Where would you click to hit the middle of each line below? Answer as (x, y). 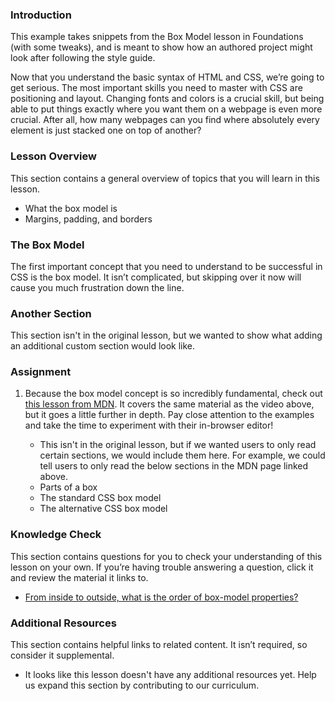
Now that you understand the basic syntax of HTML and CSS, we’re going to (167, 77)
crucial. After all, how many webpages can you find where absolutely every (165, 120)
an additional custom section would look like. (103, 346)
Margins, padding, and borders (88, 219)
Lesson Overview (53, 156)
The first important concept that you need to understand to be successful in (166, 266)
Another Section (51, 313)
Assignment (41, 372)
